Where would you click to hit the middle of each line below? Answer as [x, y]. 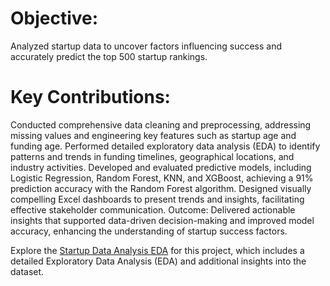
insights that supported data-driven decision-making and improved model [162, 220]
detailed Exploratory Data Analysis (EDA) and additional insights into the [158, 261]
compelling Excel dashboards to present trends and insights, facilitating [157, 199]
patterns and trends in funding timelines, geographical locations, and [152, 156]
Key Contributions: [90, 97]
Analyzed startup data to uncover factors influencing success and [146, 46]
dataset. [27, 271]
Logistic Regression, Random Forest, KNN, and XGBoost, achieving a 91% [162, 178]
